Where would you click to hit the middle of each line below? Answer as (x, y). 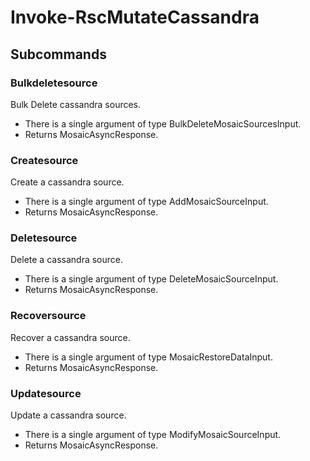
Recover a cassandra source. (70, 337)
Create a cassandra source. (67, 182)
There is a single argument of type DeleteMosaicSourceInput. (151, 279)
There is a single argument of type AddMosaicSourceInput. (146, 202)
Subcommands (58, 54)
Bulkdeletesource (54, 83)
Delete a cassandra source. (67, 260)
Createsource (44, 160)
